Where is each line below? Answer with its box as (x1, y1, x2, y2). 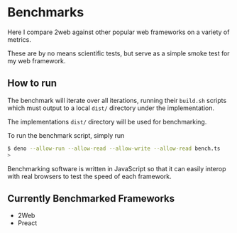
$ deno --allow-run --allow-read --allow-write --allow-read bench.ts (7, 145, 221, 152)
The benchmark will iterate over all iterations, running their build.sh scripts (7, 96, 227, 104)
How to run (7, 77, 57, 90)
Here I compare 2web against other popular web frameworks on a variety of (7, 28, 230, 36)
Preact (17, 219, 38, 227)
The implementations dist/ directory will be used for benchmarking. (7, 117, 207, 126)
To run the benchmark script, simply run (7, 131, 125, 139)
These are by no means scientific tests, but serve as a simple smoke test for (7, 49, 230, 58)
